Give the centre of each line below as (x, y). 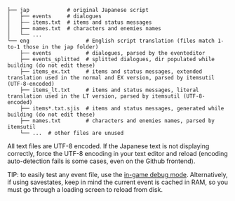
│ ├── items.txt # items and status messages (80, 22)
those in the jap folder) (61, 47)
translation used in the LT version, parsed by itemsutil (94, 96)
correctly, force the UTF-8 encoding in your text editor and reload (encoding (117, 154)
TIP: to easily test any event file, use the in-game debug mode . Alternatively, (117, 175)
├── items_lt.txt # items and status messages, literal (109, 90)
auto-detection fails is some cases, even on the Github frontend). (101, 161)
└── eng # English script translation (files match (111, 41)
